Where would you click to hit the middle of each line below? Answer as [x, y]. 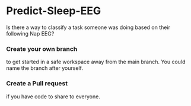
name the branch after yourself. [44, 68]
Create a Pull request [37, 83]
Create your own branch [42, 49]
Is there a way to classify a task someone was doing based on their [88, 27]
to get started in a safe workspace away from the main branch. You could [96, 62]
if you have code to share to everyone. [53, 97]
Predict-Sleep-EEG [54, 11]
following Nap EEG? [30, 33]
